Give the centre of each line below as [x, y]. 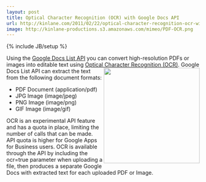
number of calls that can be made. [50, 134]
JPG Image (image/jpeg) [46, 96]
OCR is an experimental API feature [51, 121]
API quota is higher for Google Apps [52, 140]
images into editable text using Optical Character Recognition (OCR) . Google [103, 65]
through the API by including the [47, 153]
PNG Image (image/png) [46, 103]
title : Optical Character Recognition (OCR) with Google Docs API [93, 18]
